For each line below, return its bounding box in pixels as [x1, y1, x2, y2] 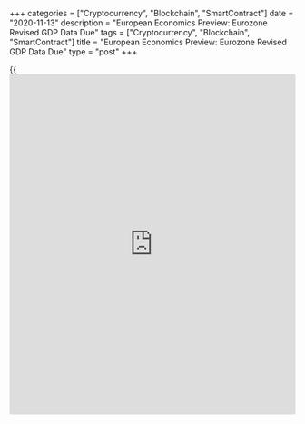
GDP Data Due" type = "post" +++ [9, 46, 138, 57]
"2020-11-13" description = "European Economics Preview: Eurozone [9, 17, 268, 28]
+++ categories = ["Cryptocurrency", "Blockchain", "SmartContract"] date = [9, 8, 294, 18]
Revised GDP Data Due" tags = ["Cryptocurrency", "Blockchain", [9, 27, 251, 37]
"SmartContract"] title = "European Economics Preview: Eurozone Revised [9, 36, 288, 47]
